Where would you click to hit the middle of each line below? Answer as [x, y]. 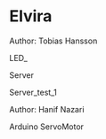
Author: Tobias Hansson [53, 41]
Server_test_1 [33, 92]
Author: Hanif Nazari [47, 109]
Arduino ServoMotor [47, 127]
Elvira [31, 16]
